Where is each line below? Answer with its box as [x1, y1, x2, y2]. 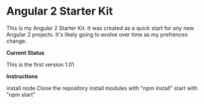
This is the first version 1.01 [6, 61, 74, 68]
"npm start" [6, 91, 36, 98]
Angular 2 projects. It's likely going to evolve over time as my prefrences [6, 30, 188, 38]
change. [6, 37, 27, 44]
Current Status [6, 49, 44, 56]
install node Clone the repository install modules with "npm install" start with [6, 84, 198, 92]
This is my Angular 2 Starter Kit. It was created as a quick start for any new [6, 24, 194, 32]
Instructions [6, 72, 38, 80]
